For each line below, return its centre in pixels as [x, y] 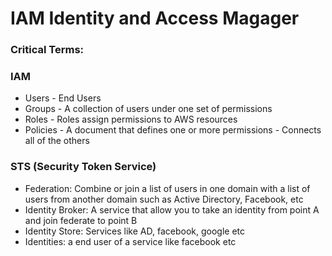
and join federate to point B [81, 220]
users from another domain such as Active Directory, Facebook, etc [164, 199]
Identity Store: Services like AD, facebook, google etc [134, 231]
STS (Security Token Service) [83, 167]
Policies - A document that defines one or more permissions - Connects [173, 130]
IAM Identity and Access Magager [155, 18]
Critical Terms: [47, 50]
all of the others [57, 141]
